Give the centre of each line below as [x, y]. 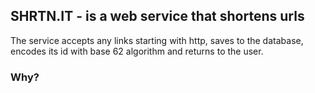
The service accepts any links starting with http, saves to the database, [157, 40]
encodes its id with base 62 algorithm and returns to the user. [137, 51]
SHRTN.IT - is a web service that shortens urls [157, 16]
